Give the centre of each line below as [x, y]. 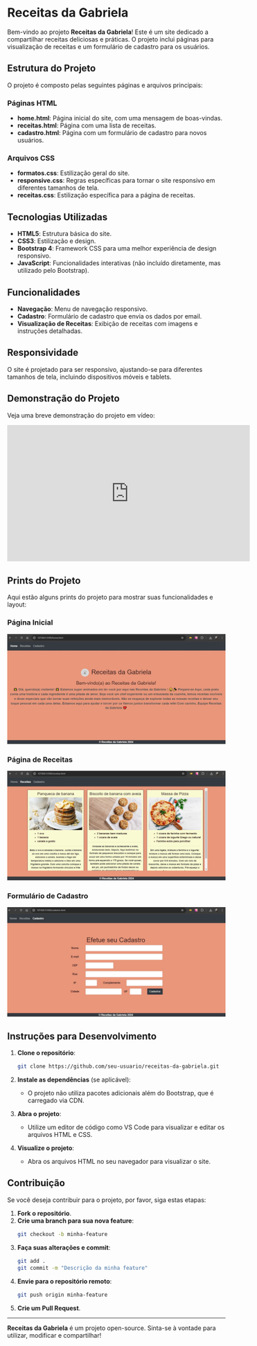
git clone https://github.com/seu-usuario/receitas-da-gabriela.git [118, 1067]
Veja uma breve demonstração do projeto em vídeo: [81, 415]
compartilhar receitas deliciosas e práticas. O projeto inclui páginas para [110, 39]
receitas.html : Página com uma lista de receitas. [87, 125]
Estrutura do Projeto [52, 68]
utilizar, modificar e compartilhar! [54, 1336]
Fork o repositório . [44, 1213]
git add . [32, 1261]
